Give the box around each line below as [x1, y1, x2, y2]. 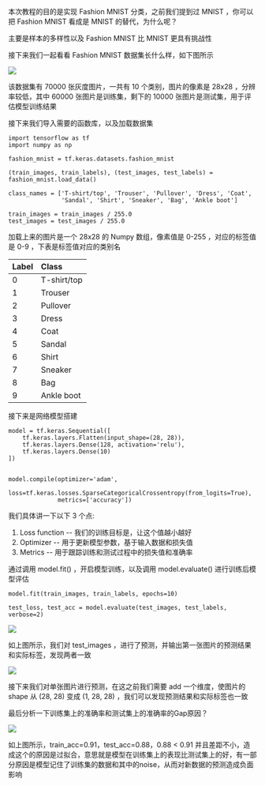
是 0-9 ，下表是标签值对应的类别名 [8, 242, 121, 251]
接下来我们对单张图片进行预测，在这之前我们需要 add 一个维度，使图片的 [8, 682, 246, 691]
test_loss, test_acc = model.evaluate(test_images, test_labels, [8, 604, 227, 611]
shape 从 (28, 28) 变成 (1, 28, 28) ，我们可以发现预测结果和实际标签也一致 [8, 692, 248, 701]
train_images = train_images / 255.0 [8, 210, 132, 218]
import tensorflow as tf [8, 134, 90, 142]
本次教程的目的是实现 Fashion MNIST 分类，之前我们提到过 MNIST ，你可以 [8, 7, 254, 16]
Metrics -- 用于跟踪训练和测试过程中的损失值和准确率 [19, 547, 193, 557]
